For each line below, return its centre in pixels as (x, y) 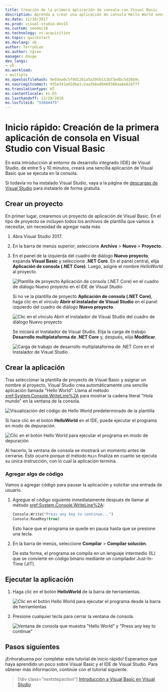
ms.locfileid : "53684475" (32, 103)
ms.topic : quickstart (28, 38)
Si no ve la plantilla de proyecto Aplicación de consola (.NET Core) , (82, 296)
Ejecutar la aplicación (39, 580)
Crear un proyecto (34, 204)
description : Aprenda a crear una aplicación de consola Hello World (79, 14)
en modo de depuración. (30, 425)
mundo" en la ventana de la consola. (43, 401)
